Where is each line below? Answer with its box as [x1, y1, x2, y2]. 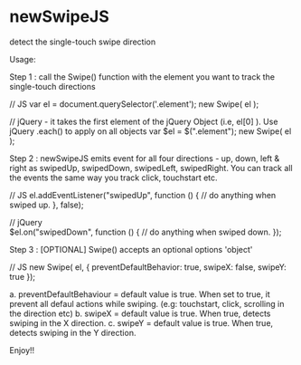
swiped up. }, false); [9, 199, 84, 210]
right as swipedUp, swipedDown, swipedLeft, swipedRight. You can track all [9, 162, 293, 173]
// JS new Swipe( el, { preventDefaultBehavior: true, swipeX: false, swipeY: [9, 261, 287, 273]
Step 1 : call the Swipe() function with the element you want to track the [9, 71, 276, 82]
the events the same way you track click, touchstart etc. [9, 172, 219, 183]
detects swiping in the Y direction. [9, 327, 136, 338]
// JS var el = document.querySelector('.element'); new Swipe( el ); [9, 98, 259, 110]
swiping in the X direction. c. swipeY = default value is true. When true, [9, 317, 274, 328]
